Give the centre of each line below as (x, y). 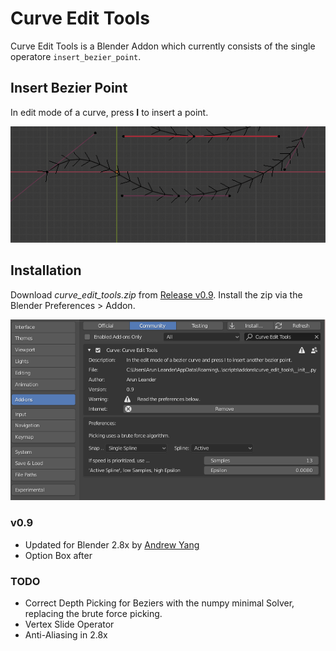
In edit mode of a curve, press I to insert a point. (109, 112)
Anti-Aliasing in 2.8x (66, 635)
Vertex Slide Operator (69, 624)
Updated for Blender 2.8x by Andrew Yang (112, 544)
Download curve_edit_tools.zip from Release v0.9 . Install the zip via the (156, 294)
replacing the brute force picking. (93, 614)
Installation (46, 270)
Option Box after (58, 555)
